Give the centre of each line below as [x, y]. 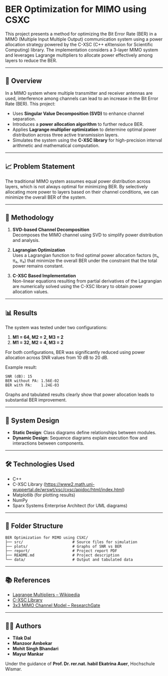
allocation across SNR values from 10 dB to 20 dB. [57, 358]
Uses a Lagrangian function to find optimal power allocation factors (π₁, [86, 255]
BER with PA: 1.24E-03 [32, 385]
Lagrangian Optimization [39, 250]
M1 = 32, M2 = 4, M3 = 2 [38, 343]
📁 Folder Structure [34, 526]
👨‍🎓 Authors [23, 626]
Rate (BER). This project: [30, 103]
